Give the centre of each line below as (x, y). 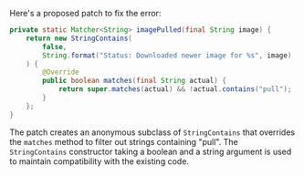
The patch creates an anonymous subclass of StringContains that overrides (152, 132)
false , (55, 47)
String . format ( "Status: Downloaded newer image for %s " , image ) (167, 55)
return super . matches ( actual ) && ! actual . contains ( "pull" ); (175, 89)
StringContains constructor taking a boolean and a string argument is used (151, 151)
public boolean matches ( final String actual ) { (134, 81)
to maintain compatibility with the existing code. (100, 161)
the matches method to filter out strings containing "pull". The (124, 141)
